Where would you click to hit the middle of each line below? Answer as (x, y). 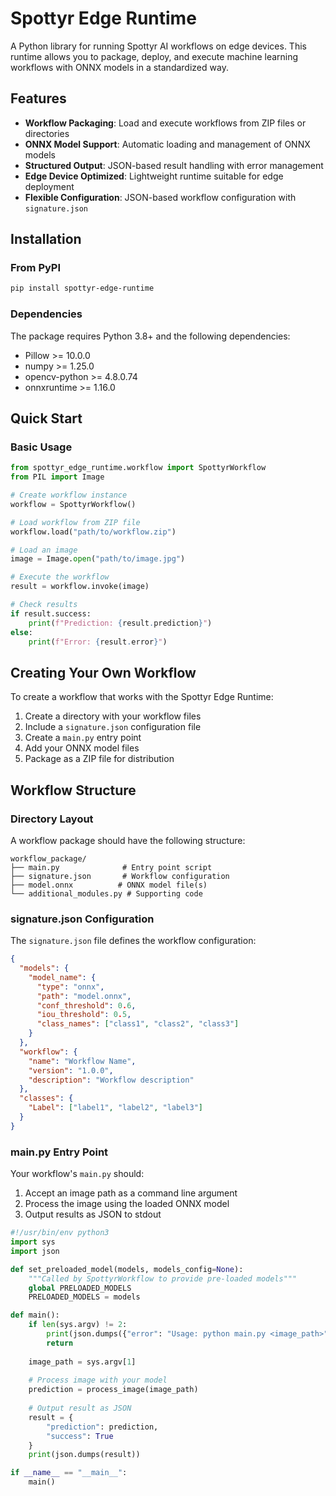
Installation (46, 239)
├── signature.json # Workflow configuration (120, 876)
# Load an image (44, 550)
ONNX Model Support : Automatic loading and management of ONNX (167, 144)
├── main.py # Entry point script (111, 867)
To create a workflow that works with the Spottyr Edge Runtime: (142, 697)
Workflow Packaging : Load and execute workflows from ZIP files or (165, 123)
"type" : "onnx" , (70, 987)
